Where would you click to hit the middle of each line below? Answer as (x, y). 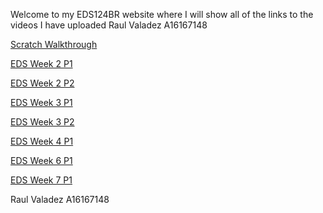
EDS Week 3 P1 (41, 102)
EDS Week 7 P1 (41, 180)
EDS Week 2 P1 (41, 63)
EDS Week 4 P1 (42, 141)
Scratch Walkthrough (54, 44)
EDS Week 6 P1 (41, 160)
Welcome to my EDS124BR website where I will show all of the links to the (162, 14)
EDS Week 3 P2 (42, 122)
